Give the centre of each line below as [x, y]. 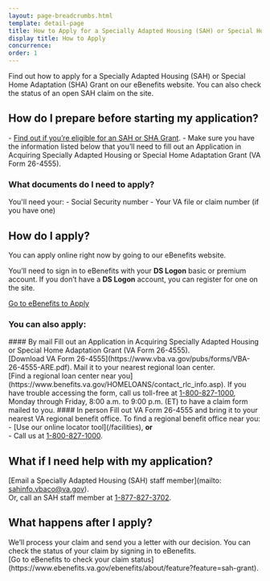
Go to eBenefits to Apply [49, 303]
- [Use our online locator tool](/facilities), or [80, 427]
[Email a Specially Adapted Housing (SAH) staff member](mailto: [115, 480]
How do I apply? [49, 235]
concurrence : [30, 46]
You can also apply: [47, 324]
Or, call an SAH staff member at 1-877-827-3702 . [90, 498]
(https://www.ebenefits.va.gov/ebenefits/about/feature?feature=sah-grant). [133, 567]
